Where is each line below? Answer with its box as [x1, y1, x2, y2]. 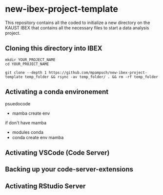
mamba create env [12, 110, 50, 116]
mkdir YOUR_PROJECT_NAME [5, 57, 56, 62]
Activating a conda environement [5, 88, 109, 96]
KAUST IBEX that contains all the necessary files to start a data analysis [5, 24, 149, 30]
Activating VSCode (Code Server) [5, 148, 110, 157]
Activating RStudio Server [5, 182, 86, 190]
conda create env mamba [12, 134, 64, 140]
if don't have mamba [5, 120, 47, 125]
